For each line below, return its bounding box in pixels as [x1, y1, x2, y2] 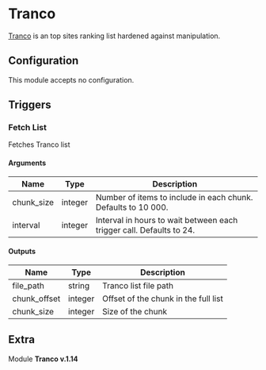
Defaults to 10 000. [95, 202, 169, 213]
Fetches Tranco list [8, 140, 70, 149]
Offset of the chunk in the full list [101, 293, 223, 304]
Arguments [8, 158, 47, 168]
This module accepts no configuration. [8, 75, 135, 84]
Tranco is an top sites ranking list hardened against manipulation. [8, 31, 221, 40]
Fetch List [8, 122, 47, 133]
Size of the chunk [101, 306, 168, 317]
